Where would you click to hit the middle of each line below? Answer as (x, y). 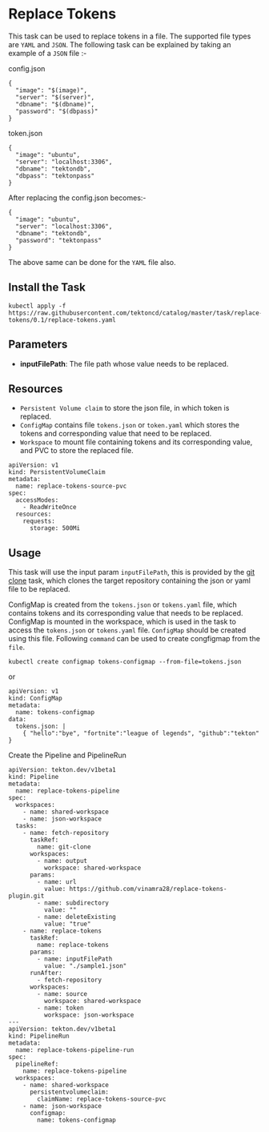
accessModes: (37, 500)
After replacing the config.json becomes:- (77, 198)
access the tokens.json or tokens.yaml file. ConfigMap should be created (127, 630)
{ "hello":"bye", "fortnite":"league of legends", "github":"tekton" (141, 733)
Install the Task (47, 288)
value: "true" (67, 924)
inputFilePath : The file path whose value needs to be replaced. (124, 363)
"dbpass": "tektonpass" (55, 176)
